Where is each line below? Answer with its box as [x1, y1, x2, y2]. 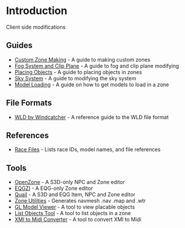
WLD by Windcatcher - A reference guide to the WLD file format [14, 113, 169, 121]
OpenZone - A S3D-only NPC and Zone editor [14, 179, 125, 186]
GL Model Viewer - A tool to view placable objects [14, 203, 135, 210]
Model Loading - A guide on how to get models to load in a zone [14, 81, 169, 88]
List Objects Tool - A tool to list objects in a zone [14, 210, 131, 217]
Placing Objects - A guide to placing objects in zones [14, 69, 142, 76]
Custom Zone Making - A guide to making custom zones [14, 56, 151, 63]
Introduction [6, 4, 68, 18]
